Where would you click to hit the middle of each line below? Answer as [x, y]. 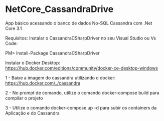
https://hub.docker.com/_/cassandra [43, 83]
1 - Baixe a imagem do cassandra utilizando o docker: [60, 77]
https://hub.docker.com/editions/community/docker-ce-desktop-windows [81, 68]
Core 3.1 [14, 28]
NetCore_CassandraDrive [59, 9]
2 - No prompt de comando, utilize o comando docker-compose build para [82, 92]
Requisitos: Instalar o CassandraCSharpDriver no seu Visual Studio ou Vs [81, 38]
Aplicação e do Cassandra [33, 113]
